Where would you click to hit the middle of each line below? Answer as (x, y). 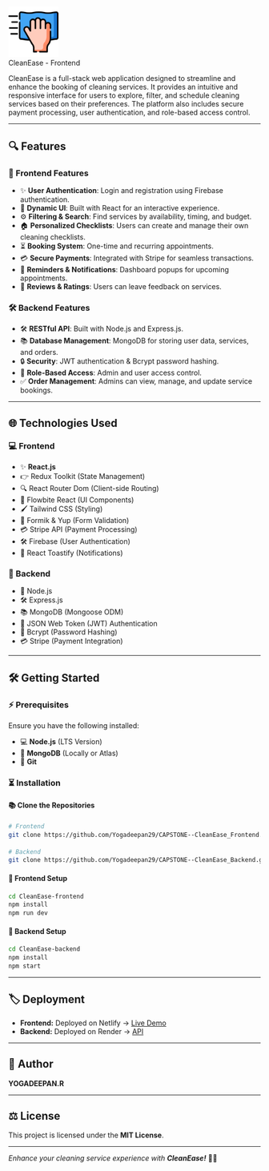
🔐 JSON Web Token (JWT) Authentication (88, 624)
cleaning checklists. (52, 237)
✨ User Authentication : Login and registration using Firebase (122, 190)
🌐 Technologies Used (63, 423)
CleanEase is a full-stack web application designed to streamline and (122, 78)
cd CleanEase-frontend (46, 896)
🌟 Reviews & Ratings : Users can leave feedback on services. (120, 286)
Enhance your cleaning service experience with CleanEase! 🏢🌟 (113, 1158)
